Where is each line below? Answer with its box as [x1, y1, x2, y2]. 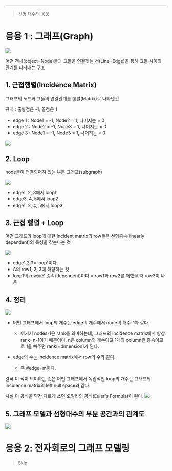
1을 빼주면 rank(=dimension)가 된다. [26, 343, 99, 349]
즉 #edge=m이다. [20, 365, 56, 371]
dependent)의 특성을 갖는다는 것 [5, 239, 71, 245]
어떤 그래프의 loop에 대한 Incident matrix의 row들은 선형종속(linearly [5, 233, 145, 239]
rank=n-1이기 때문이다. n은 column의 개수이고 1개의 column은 [20, 337, 146, 343]
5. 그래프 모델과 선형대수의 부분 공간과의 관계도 [5, 410, 145, 418]
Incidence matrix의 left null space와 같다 [5, 382, 90, 389]
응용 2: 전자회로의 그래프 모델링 [5, 443, 130, 454]
